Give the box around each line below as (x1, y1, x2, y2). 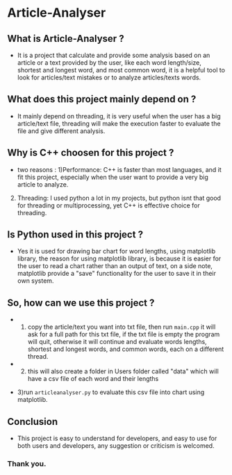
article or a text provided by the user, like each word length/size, (17, 59, 201, 67)
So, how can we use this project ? (7, 297, 155, 309)
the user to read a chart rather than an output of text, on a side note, (17, 262, 213, 270)
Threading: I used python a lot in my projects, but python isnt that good (17, 194, 221, 202)
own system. (17, 277, 54, 285)
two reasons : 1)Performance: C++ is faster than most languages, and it (17, 165, 222, 173)
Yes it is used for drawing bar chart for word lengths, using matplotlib (17, 247, 216, 256)
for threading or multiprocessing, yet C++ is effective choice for (17, 201, 200, 210)
